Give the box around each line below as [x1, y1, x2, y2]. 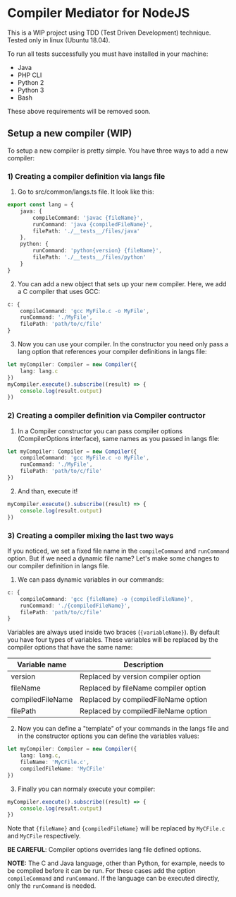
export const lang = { [7, 201, 74, 209]
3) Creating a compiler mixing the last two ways [7, 530, 174, 540]
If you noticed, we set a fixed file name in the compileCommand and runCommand [7, 546, 230, 555]
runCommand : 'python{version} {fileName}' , [32, 247, 162, 254]
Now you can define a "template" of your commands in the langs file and [17, 725, 229, 733]
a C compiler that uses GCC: [17, 287, 101, 295]
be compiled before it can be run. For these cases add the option [7, 867, 196, 875]
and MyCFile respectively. [7, 832, 81, 840]
